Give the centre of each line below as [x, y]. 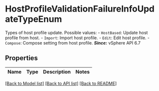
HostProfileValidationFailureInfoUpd [80, 9]
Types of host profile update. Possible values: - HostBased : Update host [76, 32]
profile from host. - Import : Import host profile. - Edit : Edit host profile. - [77, 38]
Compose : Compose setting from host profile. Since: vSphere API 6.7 [73, 43]
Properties [21, 58]
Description [57, 72]
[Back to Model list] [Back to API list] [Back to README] [61, 83]
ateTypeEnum [34, 19]
